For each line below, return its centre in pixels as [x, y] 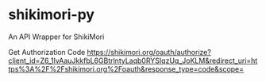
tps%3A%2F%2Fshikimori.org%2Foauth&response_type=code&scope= [126, 68]
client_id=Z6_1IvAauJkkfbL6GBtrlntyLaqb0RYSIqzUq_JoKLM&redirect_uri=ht [133, 61]
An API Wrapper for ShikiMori [56, 37]
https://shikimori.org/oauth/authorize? [149, 52]
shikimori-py [52, 15]
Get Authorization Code [47, 52]
